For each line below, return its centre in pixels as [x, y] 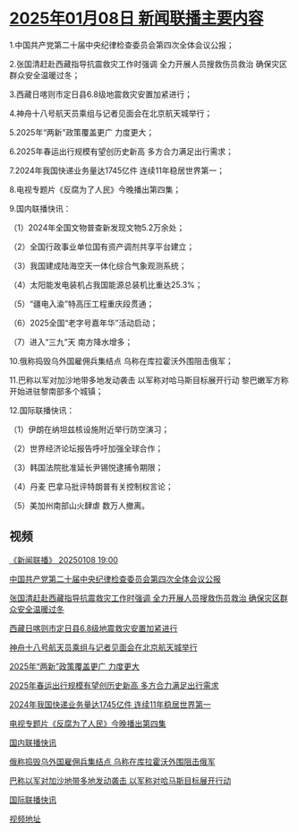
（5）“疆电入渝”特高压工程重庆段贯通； [82, 303]
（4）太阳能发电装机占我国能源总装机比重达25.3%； [106, 284]
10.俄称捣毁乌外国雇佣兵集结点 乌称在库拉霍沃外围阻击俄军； [122, 360]
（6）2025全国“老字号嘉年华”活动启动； [84, 323]
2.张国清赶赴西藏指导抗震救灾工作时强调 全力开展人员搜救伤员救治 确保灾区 [149, 64]
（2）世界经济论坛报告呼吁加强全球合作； [86, 448]
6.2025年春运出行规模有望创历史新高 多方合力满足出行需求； [122, 151]
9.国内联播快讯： [40, 208]
